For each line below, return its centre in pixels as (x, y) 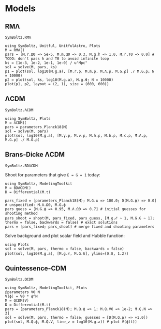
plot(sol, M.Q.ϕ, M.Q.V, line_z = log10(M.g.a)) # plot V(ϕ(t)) (71, 322)
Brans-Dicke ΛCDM (35, 155)
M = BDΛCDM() (18, 188)
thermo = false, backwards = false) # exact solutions (61, 222)
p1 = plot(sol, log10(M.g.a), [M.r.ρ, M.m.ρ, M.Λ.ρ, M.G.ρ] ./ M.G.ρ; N (80, 71)
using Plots (17, 244)
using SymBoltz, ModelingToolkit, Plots (46, 288)
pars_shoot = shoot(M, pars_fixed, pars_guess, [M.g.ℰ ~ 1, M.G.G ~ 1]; (80, 218)
